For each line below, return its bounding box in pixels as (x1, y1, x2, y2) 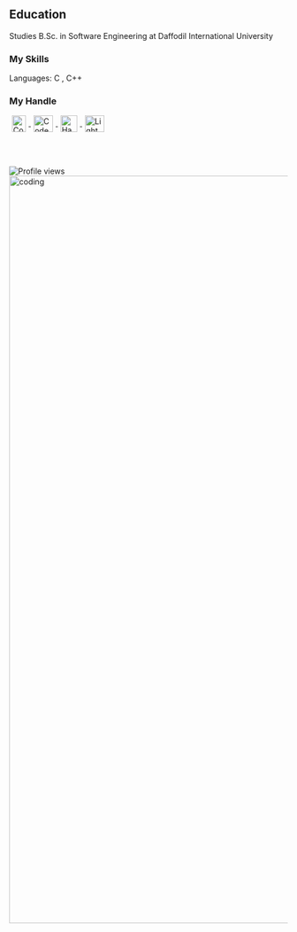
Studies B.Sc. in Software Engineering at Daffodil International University (9, 30, 274, 41)
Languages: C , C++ (9, 73, 82, 83)
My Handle (9, 95, 57, 107)
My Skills (9, 52, 49, 65)
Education (9, 7, 67, 22)
